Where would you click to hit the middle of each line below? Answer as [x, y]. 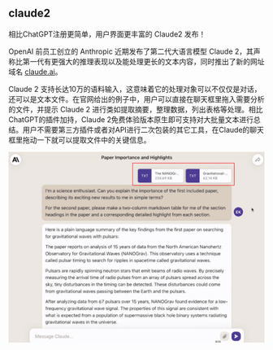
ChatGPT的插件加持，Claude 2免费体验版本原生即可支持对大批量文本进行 [131, 119]
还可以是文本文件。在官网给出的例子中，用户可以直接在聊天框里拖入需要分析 [136, 99]
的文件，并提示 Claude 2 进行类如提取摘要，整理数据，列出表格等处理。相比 [136, 109]
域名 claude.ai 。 [35, 72]
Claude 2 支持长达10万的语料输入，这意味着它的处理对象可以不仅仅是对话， [135, 89]
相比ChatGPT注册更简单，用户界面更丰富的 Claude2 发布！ [107, 34]
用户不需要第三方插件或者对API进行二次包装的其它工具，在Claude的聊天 [143, 129]
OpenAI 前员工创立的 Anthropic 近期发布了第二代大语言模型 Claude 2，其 [131, 51]
